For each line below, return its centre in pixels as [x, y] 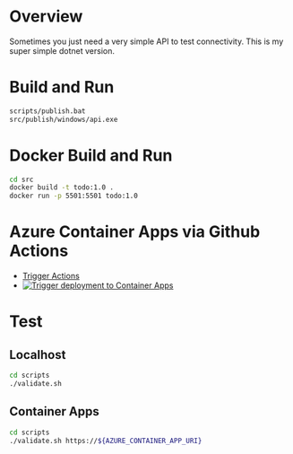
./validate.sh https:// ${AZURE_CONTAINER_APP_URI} [106, 441]
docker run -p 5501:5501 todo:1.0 [74, 196]
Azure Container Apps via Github [135, 232]
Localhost [38, 355]
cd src [22, 179]
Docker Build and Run [91, 155]
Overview [46, 17]
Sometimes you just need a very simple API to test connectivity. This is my [146, 41]
